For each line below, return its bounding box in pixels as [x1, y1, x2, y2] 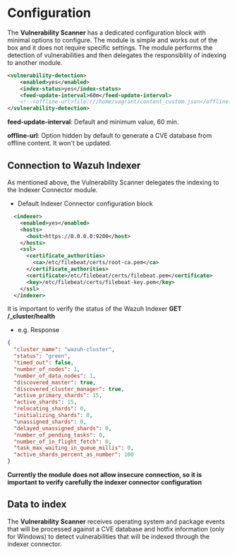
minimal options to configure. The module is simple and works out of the [7, 35, 218, 44]
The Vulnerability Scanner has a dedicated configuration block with [7, 28, 207, 37]
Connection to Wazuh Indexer [7, 159, 141, 171]
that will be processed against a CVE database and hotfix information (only [7, 524, 224, 533]
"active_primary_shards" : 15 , [13, 392, 102, 399]
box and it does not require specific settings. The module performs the [7, 43, 213, 52]
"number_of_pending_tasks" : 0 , [13, 431, 106, 439]
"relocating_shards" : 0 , [13, 405, 87, 413]
